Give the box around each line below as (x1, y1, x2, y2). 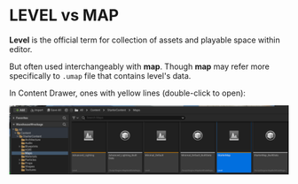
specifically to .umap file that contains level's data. (9, 70, 192, 80)
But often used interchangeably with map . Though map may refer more (9, 61, 271, 72)
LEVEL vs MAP (9, 5, 120, 26)
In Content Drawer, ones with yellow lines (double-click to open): (9, 88, 247, 98)
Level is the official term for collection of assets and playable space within (9, 34, 281, 45)
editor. (9, 43, 33, 54)
